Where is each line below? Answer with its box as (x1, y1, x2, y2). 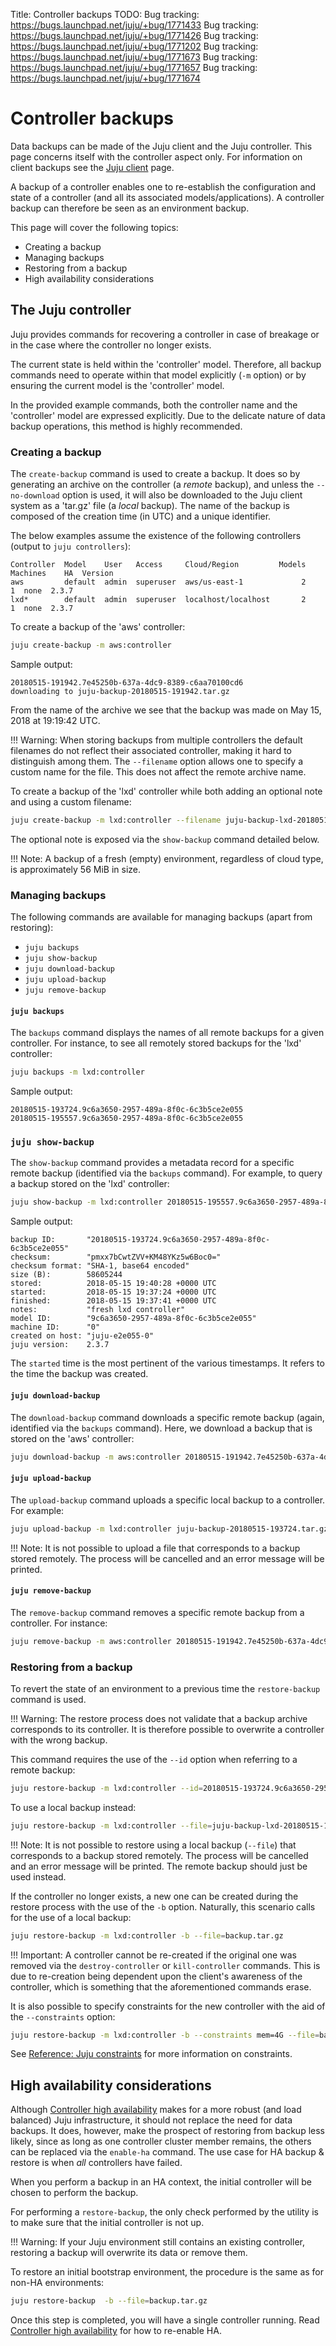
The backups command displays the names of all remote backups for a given (10, 1027, 325, 1039)
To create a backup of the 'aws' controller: (10, 621, 186, 633)
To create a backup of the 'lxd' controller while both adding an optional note (10, 785, 323, 797)
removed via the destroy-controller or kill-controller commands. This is (10, 1959, 321, 1971)
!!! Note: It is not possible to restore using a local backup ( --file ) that (10, 1839, 297, 1851)
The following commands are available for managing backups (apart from (10, 911, 313, 923)
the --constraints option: (10, 2010, 116, 2023)
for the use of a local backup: (10, 1911, 132, 1923)
